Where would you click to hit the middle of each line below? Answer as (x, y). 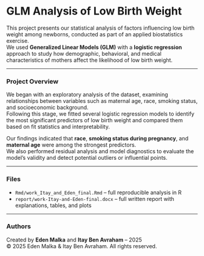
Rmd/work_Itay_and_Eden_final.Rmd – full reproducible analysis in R (98, 192)
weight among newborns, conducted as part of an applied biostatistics (95, 34)
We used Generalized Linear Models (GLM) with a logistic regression (94, 47)
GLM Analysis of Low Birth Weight (94, 11)
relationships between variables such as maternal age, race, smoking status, (102, 101)
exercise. (18, 41)
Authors (19, 226)
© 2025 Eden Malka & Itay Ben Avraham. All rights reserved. (82, 246)
